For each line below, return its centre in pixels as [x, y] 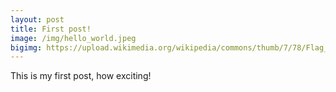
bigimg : [26, 47]
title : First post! [51, 29]
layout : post [37, 19]
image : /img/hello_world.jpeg [73, 38]
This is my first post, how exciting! [81, 76]
